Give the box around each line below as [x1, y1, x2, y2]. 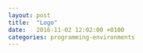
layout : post [8, 11, 51, 19]
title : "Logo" [8, 19, 58, 26]
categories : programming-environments [8, 33, 135, 41]
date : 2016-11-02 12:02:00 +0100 [8, 26, 125, 34]
